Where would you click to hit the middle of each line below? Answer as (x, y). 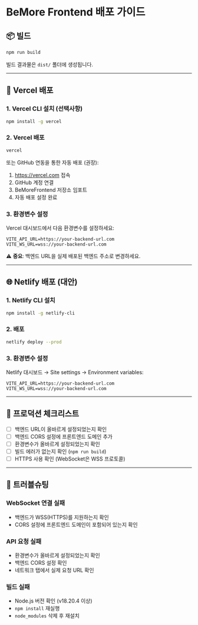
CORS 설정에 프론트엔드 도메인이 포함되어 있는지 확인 (76, 524)
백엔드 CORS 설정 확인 (41, 563)
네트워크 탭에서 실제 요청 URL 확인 (54, 570)
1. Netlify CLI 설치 (31, 301)
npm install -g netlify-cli (41, 313)
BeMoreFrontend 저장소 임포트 (51, 189)
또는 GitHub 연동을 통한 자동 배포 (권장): (52, 162)
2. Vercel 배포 (26, 138)
